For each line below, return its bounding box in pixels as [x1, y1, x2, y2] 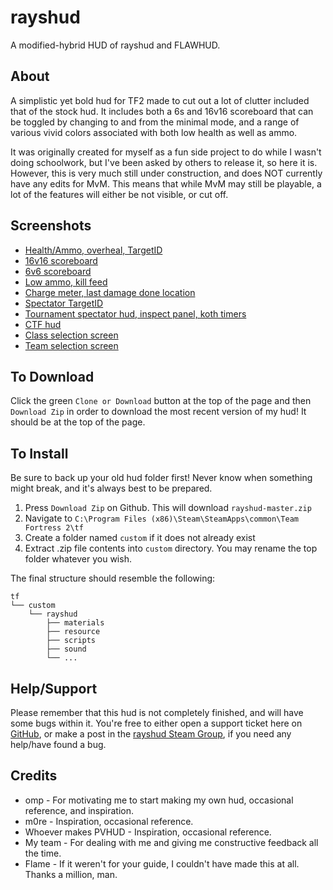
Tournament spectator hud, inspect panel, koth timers [24, 307, 247, 320]
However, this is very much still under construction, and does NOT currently [10, 167, 323, 179]
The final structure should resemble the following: [10, 572, 216, 585]
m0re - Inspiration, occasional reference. [24, 815, 194, 827]
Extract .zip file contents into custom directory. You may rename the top [24, 542, 318, 555]
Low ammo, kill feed [24, 276, 108, 288]
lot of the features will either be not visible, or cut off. [10, 188, 229, 200]
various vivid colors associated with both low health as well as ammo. [10, 126, 298, 138]
